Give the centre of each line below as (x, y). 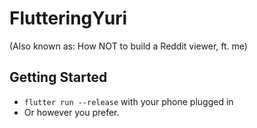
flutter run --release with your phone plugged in (128, 101)
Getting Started (58, 77)
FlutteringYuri (68, 18)
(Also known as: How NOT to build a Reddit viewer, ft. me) (128, 46)
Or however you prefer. (71, 112)
